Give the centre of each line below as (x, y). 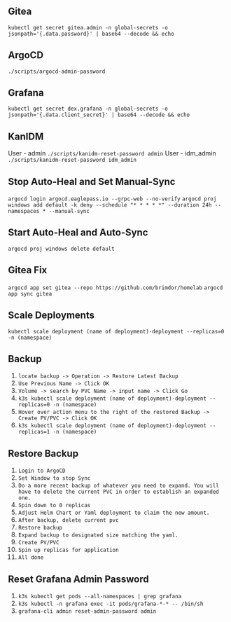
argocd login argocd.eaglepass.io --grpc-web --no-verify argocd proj (112, 199)
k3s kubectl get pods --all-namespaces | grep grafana (100, 596)
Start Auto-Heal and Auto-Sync (78, 233)
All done (31, 558)
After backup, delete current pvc (68, 520)
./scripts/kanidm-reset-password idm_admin (72, 160)
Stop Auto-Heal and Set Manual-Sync (92, 181)
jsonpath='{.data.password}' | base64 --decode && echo (91, 34)
